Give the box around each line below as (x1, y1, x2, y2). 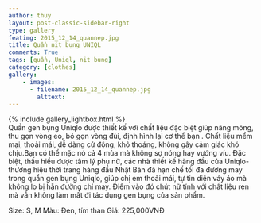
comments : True (8, 48, 59, 56)
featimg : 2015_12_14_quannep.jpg (8, 33, 119, 42)
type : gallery (8, 26, 56, 34)
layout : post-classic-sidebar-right (8, 19, 130, 27)
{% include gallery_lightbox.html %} (8, 114, 126, 124)
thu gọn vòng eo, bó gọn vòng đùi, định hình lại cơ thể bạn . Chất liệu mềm (8, 132, 253, 141)
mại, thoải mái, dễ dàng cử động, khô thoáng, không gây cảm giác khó (8, 140, 240, 149)
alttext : (37, 93, 66, 101)
